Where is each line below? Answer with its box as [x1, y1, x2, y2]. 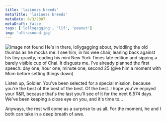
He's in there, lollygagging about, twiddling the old [44, 44, 148, 50]
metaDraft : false [5, 21, 41, 26]
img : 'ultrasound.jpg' [5, 30, 52, 35]
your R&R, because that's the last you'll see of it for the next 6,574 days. [5, 91, 153, 97]
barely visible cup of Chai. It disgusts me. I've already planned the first [5, 60, 150, 66]
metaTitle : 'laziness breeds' [5, 12, 68, 17]
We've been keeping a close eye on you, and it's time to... [5, 96, 123, 102]
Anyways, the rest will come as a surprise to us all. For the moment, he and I [5, 106, 162, 112]
